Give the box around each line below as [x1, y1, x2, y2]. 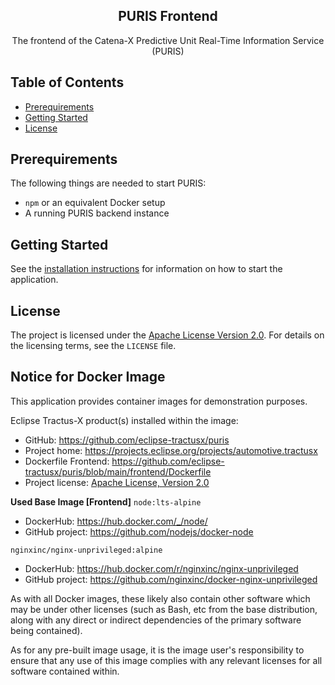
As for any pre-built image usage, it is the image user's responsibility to [10, 644, 305, 656]
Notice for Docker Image [10, 369, 166, 386]
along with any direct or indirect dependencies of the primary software [10, 614, 302, 626]
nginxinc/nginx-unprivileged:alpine [10, 545, 163, 555]
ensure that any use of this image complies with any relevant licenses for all [10, 654, 323, 666]
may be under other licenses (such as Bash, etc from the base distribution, [10, 603, 318, 615]
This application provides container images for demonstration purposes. [10, 395, 308, 407]
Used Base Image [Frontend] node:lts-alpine [10, 495, 202, 508]
